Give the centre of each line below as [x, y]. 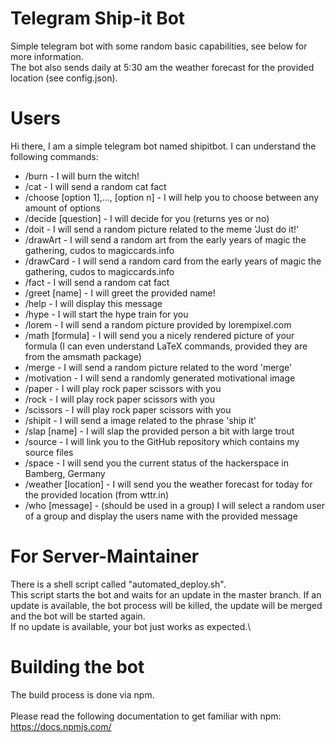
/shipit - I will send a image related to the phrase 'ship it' [140, 420]
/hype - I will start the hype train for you [106, 314]
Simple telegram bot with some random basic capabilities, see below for [159, 46]
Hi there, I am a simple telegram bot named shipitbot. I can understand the [163, 146]
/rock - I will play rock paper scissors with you [119, 399]
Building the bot [77, 667]
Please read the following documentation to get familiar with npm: [146, 716]
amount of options [62, 208]
